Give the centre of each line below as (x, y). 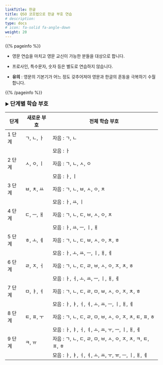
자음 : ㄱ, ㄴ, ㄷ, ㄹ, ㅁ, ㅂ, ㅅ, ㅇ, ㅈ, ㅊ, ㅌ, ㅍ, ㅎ (104, 317)
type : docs (16, 23)
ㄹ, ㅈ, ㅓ (34, 266)
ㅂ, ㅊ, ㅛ (34, 189)
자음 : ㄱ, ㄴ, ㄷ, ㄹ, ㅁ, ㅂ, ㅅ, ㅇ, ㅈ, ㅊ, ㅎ (97, 291)
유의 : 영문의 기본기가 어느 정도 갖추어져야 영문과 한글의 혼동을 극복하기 (79, 77)
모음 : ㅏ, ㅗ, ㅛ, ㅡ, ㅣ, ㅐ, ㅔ (82, 253)
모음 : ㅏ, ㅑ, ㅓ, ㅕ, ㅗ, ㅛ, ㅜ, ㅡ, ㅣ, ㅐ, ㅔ (97, 330)
